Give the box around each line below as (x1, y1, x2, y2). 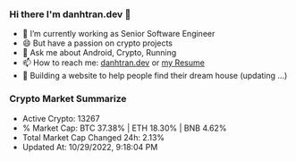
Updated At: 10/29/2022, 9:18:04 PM (21, 141, 158, 152)
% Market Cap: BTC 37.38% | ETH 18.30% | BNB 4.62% (21, 123, 227, 133)
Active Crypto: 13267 (21, 113, 100, 123)
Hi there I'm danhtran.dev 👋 (9, 8, 131, 21)
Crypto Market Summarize (9, 93, 127, 106)
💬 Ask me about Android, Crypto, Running (21, 47, 177, 58)
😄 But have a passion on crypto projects (21, 38, 173, 48)
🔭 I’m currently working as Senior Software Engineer (21, 29, 216, 39)
